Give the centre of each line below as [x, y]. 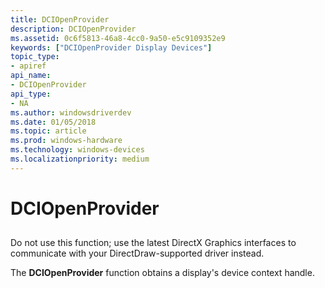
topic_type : [35, 57]
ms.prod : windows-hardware [66, 141]
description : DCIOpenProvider [73, 29]
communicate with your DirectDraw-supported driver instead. [137, 253]
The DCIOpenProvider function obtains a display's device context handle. [162, 273]
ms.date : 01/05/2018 [53, 122]
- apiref [28, 66]
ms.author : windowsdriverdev [71, 112]
